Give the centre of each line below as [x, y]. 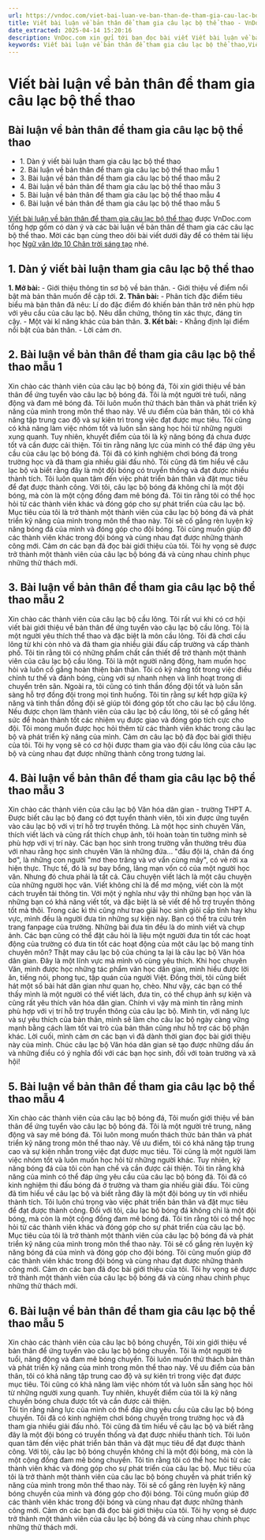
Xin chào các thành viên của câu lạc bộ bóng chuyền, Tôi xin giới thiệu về [128, 1342]
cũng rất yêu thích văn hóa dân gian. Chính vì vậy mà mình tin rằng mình [125, 1003]
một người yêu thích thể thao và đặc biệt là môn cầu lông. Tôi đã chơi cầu [127, 636]
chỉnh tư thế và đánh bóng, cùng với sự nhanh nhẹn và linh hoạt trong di [125, 678]
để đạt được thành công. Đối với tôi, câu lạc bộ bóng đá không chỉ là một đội [132, 1210]
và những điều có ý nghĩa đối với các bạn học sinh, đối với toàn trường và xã [132, 1054]
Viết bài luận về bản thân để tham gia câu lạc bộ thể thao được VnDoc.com [130, 219]
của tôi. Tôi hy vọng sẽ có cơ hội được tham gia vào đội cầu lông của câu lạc [132, 745]
